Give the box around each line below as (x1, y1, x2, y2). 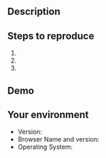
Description (7, 6, 60, 18)
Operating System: (17, 142, 73, 152)
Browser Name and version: (17, 135, 100, 144)
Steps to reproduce (7, 30, 95, 42)
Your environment (7, 108, 89, 120)
